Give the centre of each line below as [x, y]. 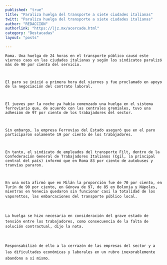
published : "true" [24, 10]
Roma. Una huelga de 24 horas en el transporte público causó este [77, 55]
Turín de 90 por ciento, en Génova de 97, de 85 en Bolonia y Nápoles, [81, 187]
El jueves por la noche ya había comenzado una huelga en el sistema [79, 104]
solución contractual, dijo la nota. [44, 226]
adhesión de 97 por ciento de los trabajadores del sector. [69, 112]
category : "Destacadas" [30, 33]
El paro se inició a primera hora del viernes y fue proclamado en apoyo [84, 82]
